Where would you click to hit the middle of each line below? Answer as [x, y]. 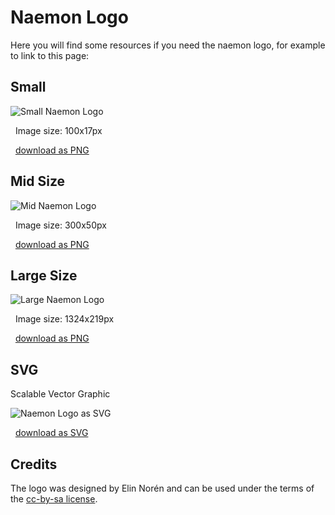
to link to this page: [50, 55]
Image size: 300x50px [60, 225]
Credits [34, 464]
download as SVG [51, 433]
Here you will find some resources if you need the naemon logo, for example [168, 45]
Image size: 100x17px [58, 130]
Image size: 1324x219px [64, 319]
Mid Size [38, 181]
